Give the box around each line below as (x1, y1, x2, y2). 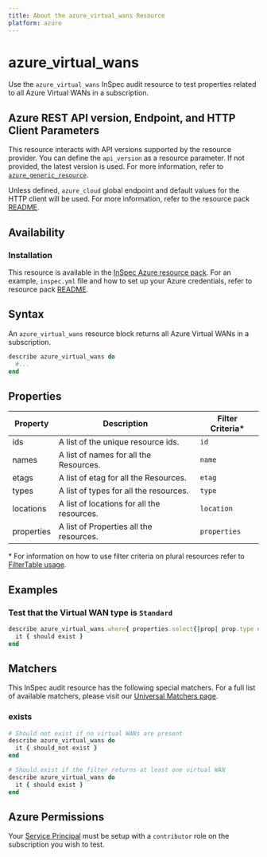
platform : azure (8, 19, 62, 27)
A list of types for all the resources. (58, 485, 189, 496)
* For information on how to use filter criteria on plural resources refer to (8, 551, 245, 562)
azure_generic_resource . (8, 170, 89, 180)
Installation (8, 249, 53, 260)
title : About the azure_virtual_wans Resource (8, 11, 165, 20)
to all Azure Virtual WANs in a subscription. (8, 88, 149, 98)
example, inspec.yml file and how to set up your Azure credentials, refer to (8, 276, 253, 285)
